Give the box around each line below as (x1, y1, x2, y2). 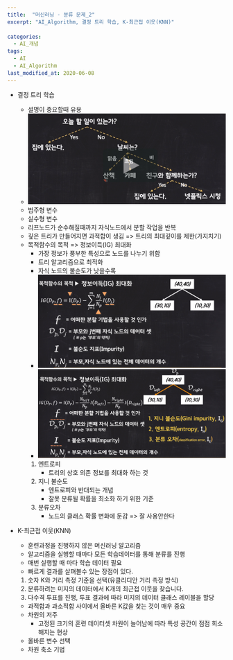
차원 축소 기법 (27, 645, 65, 653)
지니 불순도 (37, 477, 68, 485)
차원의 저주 (27, 610, 58, 618)
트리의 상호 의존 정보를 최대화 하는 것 (48, 468, 148, 476)
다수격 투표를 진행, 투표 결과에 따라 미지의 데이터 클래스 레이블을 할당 (27, 593, 215, 601)
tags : (7, 48, 23, 55)
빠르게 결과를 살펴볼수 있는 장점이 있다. (27, 567, 134, 575)
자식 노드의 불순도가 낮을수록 (37, 267, 116, 275)
